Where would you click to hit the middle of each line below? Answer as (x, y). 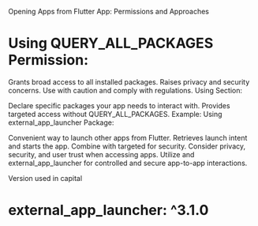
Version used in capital (45, 178)
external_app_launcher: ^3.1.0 (108, 211)
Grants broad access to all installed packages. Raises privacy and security (129, 81)
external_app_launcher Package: (61, 122)
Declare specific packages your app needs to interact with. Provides (119, 105)
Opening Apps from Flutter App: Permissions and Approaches (108, 11)
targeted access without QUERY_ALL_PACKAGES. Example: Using (115, 114)
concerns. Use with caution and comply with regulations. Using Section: (125, 90)
